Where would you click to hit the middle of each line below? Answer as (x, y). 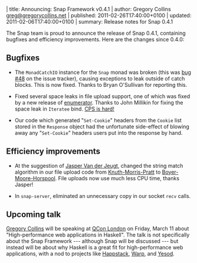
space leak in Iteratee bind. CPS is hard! (65, 109)
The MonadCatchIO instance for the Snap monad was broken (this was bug (103, 72)
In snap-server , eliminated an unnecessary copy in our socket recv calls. (103, 196)
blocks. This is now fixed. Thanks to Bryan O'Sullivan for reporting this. (101, 85)
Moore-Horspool (35, 178)
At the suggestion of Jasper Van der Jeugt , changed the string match (99, 165)
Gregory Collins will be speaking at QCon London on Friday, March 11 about (98, 229)
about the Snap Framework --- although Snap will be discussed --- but (92, 241)
